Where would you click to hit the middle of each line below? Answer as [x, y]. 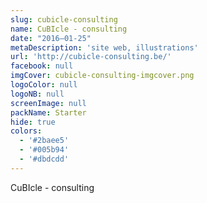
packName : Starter [48, 112]
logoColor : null [44, 85]
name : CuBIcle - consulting [69, 29]
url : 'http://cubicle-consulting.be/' [91, 57]
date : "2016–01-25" [51, 38]
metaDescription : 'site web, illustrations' [104, 47]
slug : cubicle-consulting [64, 19]
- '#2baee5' [44, 141]
